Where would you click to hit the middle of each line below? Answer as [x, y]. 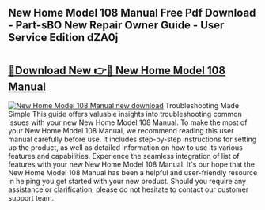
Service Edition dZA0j [63, 37]
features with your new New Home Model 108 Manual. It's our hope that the [132, 164]
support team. [31, 198]
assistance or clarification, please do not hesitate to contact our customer [129, 189]
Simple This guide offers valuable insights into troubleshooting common [125, 114]
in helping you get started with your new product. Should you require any [127, 181]
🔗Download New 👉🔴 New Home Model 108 [117, 70]
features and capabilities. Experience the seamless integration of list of [124, 156]
